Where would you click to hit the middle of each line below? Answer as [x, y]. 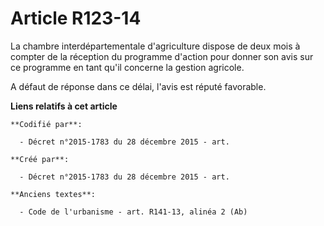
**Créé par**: [40, 159]
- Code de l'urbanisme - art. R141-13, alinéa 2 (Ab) [133, 212]
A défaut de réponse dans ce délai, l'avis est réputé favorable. [138, 86]
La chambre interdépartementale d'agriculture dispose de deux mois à [155, 46]
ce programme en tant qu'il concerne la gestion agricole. [127, 67]
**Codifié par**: [46, 124]
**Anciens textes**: [53, 194]
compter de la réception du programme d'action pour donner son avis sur [162, 56]
